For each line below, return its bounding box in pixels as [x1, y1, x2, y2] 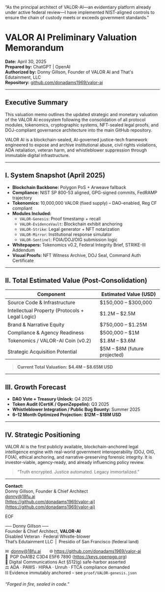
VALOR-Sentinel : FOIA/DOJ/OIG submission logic [19, 236, 118, 243]
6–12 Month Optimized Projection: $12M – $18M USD [12, 412, 122, 418]
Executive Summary [5, 98, 68, 107]
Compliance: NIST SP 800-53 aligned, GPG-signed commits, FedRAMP [12, 189, 158, 195]
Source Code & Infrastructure [7, 299, 75, 306]
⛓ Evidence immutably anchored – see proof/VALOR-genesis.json [5, 570, 137, 575]
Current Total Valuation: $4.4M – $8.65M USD [17, 364, 113, 370]
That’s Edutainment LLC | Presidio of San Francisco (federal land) [5, 539, 139, 544]
